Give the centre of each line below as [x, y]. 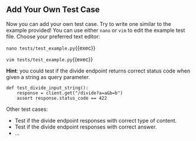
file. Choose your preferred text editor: [53, 36]
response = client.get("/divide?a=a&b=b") [70, 93]
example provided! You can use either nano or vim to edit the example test [96, 30]
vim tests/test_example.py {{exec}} [49, 59]
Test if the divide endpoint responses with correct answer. [86, 127]
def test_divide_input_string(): [47, 88]
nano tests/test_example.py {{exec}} [51, 48]
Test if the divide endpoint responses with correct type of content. [96, 120]
